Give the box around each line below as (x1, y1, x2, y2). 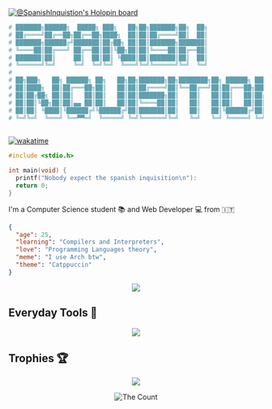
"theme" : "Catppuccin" (15, 260, 92, 269)
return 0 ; (15, 181, 49, 190)
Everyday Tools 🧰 (8, 306, 98, 320)
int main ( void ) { (8, 166, 67, 174)
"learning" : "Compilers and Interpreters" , (15, 238, 164, 247)
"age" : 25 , (15, 230, 53, 239)
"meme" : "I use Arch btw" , (15, 253, 107, 261)
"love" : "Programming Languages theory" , (15, 246, 158, 254)
